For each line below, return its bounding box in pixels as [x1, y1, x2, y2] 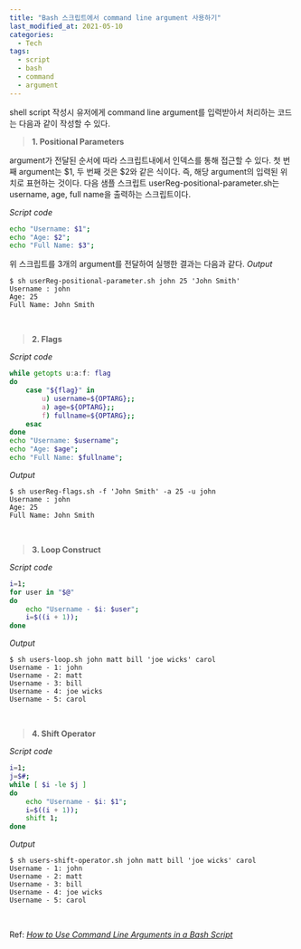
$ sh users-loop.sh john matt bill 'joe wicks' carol [9, 656, 217, 665]
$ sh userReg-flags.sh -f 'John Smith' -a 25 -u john [9, 486, 217, 496]
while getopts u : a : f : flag [9, 369, 111, 379]
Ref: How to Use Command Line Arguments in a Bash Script [9, 929, 233, 940]
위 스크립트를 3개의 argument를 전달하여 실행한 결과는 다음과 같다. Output [9, 259, 273, 270]
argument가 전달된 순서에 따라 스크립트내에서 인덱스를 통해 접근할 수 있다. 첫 [9, 155, 281, 166]
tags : [9, 47, 30, 56]
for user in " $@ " [9, 588, 75, 597]
